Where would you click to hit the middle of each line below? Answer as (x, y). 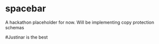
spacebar (26, 9)
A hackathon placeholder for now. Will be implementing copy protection (80, 22)
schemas (15, 27)
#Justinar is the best (26, 37)
